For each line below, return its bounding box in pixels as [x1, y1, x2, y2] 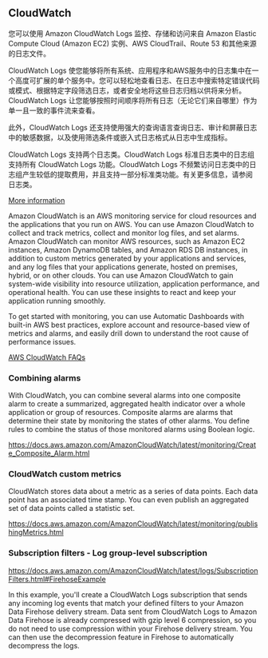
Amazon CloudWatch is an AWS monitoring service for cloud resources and [8, 211, 257, 221]
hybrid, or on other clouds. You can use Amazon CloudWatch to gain [8, 270, 234, 280]
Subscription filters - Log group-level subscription [8, 548, 207, 559]
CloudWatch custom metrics [8, 469, 122, 480]
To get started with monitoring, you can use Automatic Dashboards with [8, 311, 245, 321]
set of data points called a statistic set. [8, 504, 136, 513]
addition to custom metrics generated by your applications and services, [8, 253, 246, 263]
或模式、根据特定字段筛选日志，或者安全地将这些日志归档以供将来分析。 [8, 86, 246, 95]
